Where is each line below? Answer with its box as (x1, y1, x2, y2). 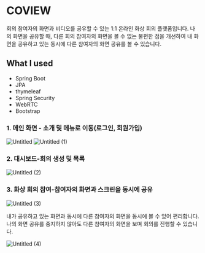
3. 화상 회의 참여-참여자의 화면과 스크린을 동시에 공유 (6, 185, 153, 194)
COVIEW (6, 4, 51, 18)
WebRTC (15, 101, 38, 108)
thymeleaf (15, 87, 41, 95)
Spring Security (15, 94, 55, 101)
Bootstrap (15, 107, 41, 114)
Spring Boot (15, 74, 46, 82)
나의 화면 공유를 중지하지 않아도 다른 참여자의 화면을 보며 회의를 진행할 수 (6, 220, 182, 227)
